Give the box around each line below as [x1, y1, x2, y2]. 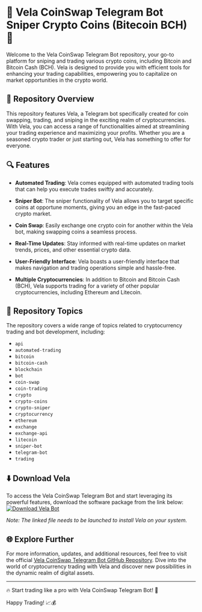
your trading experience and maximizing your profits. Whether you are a [6, 129, 185, 136]
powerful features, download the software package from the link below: [6, 499, 184, 506]
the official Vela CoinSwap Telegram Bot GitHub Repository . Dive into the [6, 557, 186, 563]
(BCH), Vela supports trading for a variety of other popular [14, 282, 159, 289]
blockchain [14, 366, 43, 372]
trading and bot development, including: [6, 328, 105, 336]
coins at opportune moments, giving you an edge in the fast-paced [14, 203, 181, 211]
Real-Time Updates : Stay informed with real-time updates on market [14, 240, 186, 247]
